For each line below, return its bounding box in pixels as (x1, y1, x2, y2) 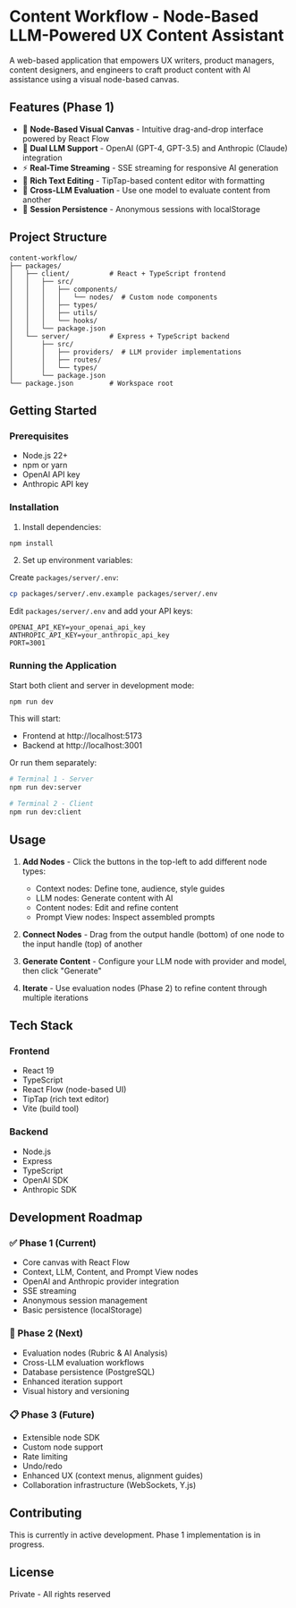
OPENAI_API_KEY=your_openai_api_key (9, 623, 146, 632)
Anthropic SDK (21, 1184, 78, 1194)
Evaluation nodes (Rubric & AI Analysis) (21, 1347, 168, 1358)
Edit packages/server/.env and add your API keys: (9, 606, 193, 617)
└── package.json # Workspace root (9, 379, 174, 388)
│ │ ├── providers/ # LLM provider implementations (9, 347, 242, 356)
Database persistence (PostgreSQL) (21, 1366, 156, 1377)
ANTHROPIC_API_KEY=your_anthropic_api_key (9, 631, 170, 640)
